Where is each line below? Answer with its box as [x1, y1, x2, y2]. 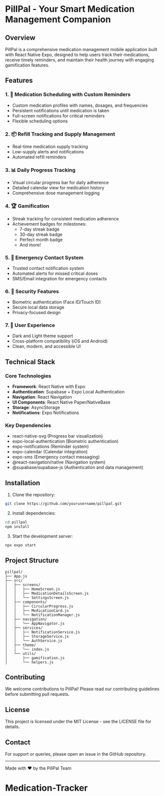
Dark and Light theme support [12, 333, 73, 339]
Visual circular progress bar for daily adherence [12, 179, 109, 185]
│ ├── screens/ [5, 582, 41, 587]
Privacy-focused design [12, 310, 61, 316]
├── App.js [5, 574, 27, 579]
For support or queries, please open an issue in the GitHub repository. [5, 751, 146, 757]
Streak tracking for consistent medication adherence [12, 215, 119, 222]
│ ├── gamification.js [5, 655, 65, 660]
